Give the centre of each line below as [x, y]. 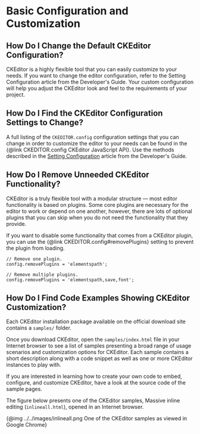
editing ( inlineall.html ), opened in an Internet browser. [75, 407]
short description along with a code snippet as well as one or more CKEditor [99, 358]
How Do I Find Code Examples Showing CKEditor [98, 298]
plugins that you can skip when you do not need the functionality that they [97, 217]
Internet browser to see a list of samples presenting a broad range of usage [99, 346]
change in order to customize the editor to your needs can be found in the [97, 143]
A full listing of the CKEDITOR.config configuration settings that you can [93, 137]
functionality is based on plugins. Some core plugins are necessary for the [97, 204]
